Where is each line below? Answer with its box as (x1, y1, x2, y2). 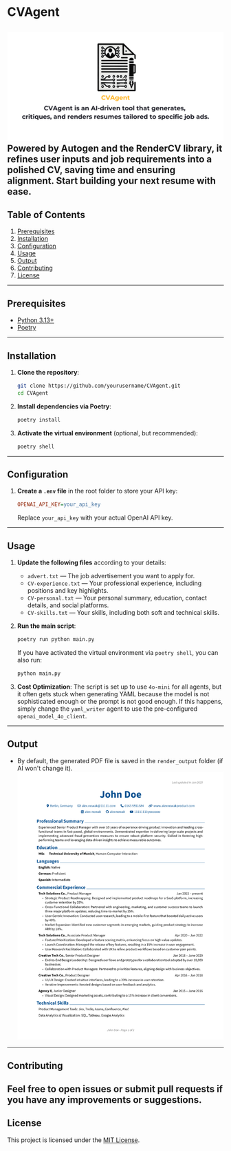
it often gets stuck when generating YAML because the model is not (16, 689, 210, 698)
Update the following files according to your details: (16, 558, 166, 567)
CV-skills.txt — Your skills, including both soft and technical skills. (27, 609, 220, 617)
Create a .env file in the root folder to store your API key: (16, 487, 178, 495)
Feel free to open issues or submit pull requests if (7, 1083, 223, 1094)
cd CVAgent (16, 389, 49, 397)
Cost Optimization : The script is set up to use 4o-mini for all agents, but (16, 682, 222, 691)
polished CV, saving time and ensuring (7, 164, 176, 176)
